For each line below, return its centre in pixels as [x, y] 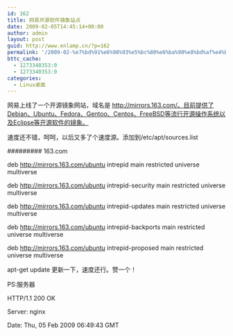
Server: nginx [26, 312]
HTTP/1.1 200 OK [31, 299]
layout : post [26, 40]
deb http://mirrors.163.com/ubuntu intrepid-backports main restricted [106, 227]
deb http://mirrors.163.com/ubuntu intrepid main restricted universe [103, 165]
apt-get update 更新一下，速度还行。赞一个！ [72, 270]
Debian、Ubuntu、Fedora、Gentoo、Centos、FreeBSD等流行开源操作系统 [113, 114]
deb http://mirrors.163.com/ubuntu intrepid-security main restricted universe [116, 185]
